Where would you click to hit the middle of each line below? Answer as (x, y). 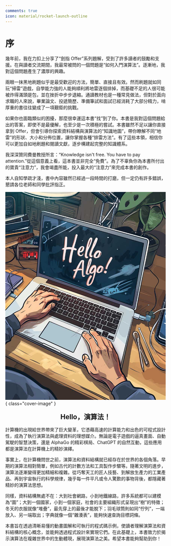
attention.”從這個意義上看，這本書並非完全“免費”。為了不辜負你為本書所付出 (85, 161)
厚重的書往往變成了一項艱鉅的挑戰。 (43, 107)
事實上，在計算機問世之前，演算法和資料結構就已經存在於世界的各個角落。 (83, 460)
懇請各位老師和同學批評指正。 (36, 185)
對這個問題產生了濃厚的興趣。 (36, 71)
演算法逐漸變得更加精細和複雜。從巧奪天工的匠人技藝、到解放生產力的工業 (83, 472)
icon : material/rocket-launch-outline (46, 16)
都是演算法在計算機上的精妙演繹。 (41, 449)
